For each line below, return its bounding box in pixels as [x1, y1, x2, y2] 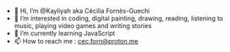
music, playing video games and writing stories [13, 22, 152, 30]
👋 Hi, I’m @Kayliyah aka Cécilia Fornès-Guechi [13, 7, 150, 15]
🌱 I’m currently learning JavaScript [13, 29, 115, 37]
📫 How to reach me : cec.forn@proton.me [13, 37, 139, 45]
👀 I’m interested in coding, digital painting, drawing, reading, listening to [13, 14, 224, 22]
